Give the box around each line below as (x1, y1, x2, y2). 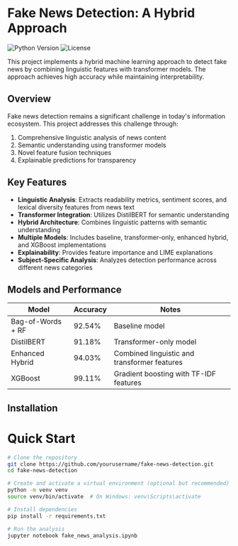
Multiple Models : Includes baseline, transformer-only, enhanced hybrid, (17, 233, 229, 241)
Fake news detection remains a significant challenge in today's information (7, 111, 225, 120)
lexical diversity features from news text (17, 202, 135, 211)
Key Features (7, 176, 67, 189)
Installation (7, 402, 58, 414)
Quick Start (7, 430, 76, 447)
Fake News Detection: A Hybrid (7, 5, 195, 21)
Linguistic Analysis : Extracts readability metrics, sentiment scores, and (17, 195, 227, 204)
